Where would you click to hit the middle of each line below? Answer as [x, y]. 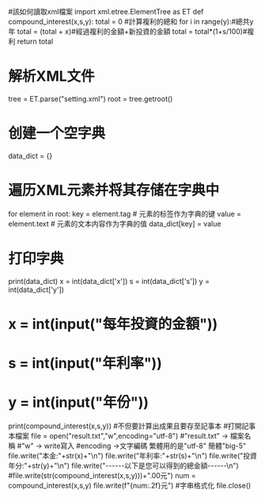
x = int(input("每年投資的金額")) [113, 324]
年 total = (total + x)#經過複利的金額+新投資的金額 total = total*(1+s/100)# [128, 31]
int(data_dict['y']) [36, 289]
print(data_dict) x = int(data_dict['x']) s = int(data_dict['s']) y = [109, 281]
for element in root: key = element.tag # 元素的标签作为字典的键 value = [125, 213]
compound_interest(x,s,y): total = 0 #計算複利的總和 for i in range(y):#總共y [131, 21]
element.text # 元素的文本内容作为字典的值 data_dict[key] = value [115, 224]
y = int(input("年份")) [78, 402]
